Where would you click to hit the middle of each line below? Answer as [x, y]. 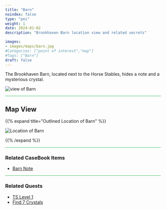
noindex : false [21, 14]
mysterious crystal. [25, 79]
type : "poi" [17, 19]
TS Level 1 [23, 197]
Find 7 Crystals [28, 202]
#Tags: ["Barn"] [22, 55]
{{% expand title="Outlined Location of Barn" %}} [56, 121]
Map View [21, 109]
